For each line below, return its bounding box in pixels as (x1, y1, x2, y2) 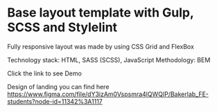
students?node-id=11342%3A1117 (7, 97, 103, 105)
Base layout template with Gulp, (7, 5, 194, 21)
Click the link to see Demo (7, 69, 82, 77)
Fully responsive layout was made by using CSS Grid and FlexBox (7, 42, 194, 50)
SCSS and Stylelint (7, 19, 118, 35)
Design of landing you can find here (7, 82, 110, 91)
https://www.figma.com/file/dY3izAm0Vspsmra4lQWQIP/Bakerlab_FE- (7, 90, 209, 98)
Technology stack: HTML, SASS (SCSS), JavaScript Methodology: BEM (7, 55, 211, 64)
